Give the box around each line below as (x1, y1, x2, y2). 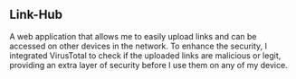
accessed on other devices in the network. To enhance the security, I (9, 40, 268, 51)
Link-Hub (9, 7, 63, 22)
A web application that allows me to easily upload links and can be (9, 31, 257, 41)
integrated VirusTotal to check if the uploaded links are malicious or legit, (9, 49, 282, 61)
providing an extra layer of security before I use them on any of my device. (9, 59, 288, 70)
